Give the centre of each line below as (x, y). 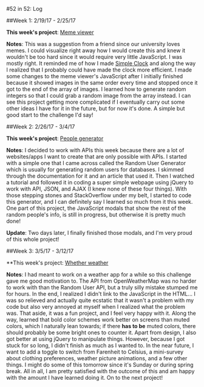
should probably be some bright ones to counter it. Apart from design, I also (101, 332)
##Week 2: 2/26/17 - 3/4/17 (41, 126)
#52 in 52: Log (24, 9)
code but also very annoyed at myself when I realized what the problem (96, 307)
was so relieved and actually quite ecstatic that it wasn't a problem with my (100, 300)
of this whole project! (33, 239)
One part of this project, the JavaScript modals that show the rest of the (96, 208)
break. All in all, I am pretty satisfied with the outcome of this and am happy (100, 371)
